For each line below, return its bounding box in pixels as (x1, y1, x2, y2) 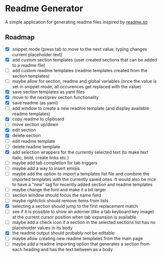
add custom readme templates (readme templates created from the (12, 67, 148, 73)
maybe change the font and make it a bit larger (12, 186, 106, 193)
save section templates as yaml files (12, 89, 85, 95)
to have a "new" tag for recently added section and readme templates (12, 181, 153, 187)
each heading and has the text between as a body (12, 247, 113, 253)
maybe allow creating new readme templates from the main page (12, 236, 143, 241)
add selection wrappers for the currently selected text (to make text (12, 149, 148, 155)
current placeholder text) (12, 52, 62, 58)
